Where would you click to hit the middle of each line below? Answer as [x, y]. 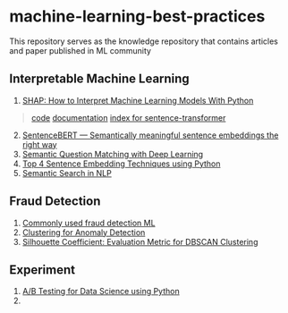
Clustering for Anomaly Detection [84, 232]
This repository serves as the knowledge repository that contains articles [144, 41]
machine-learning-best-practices [137, 17]
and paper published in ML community [80, 50]
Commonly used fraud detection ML [89, 223]
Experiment [42, 270]
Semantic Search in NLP [67, 173]
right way [39, 144]
